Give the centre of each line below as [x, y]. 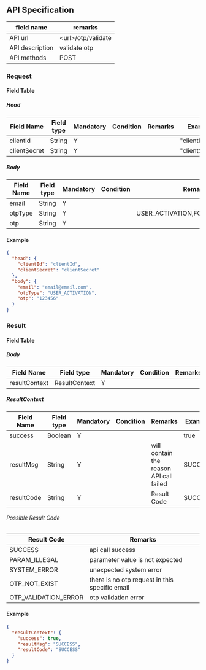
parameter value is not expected [136, 559]
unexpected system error [126, 569]
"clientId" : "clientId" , [49, 264]
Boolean [59, 435]
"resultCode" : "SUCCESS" [49, 650]
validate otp [76, 47]
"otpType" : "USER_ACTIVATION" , [57, 293]
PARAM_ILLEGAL [34, 559]
